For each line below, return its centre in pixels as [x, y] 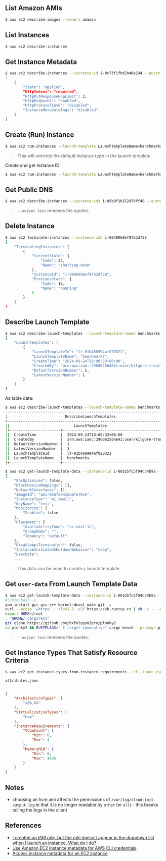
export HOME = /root [24, 614]
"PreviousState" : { [51, 279]
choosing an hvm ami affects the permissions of [61, 799]
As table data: [19, 398]
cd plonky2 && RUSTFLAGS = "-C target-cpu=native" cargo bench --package [80, 628]
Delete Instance [30, 226]
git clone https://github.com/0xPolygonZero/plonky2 [61, 623]
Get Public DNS [29, 189]
